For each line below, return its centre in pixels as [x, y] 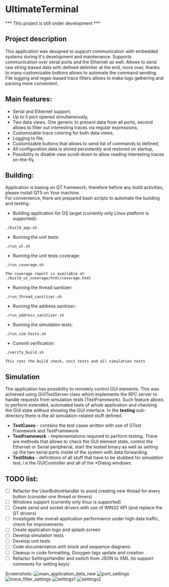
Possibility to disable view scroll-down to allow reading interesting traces [88, 154]
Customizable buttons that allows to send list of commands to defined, [86, 143]
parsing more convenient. [32, 83]
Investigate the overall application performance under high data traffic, [86, 519]
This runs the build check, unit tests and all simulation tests [75, 361]
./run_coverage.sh [24, 265]
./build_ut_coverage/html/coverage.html [48, 278]
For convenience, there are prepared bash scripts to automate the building [82, 198]
